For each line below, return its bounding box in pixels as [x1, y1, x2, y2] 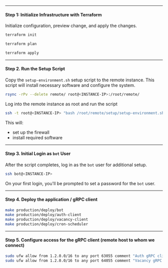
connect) [5, 243, 25, 249]
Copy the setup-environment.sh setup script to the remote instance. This [5, 77, 155, 83]
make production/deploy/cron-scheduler [5, 222, 88, 227]
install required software [12, 134, 63, 140]
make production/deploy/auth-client [5, 212, 81, 217]
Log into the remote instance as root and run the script [5, 101, 117, 107]
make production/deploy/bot [5, 208, 64, 213]
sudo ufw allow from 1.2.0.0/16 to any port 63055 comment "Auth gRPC [5, 253, 155, 259]
